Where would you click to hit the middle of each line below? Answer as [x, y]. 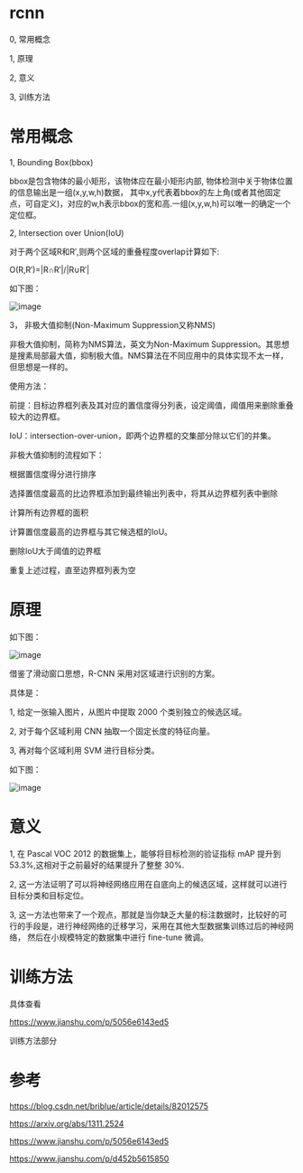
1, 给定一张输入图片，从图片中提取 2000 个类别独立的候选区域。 [128, 711]
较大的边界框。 [37, 416]
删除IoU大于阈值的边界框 [55, 550]
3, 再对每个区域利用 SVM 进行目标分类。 [84, 750]
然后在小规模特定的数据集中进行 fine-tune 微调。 [118, 937]
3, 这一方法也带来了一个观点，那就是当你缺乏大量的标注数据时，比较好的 [144, 915]
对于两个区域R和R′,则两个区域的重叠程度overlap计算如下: [115, 251]
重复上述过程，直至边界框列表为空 [73, 570]
